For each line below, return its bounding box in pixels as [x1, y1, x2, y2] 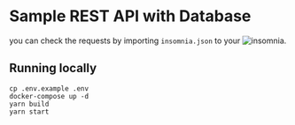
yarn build [9, 99, 50, 108]
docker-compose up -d [9, 92, 89, 100]
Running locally [9, 61, 97, 76]
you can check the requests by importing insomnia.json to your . [9, 35, 287, 46]
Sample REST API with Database [9, 6, 252, 26]
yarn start [9, 107, 50, 116]
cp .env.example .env [9, 84, 89, 93]
